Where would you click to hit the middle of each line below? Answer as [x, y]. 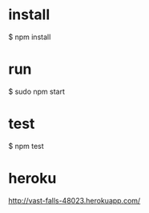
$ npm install [30, 37]
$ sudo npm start [37, 91]
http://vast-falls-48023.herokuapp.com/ [74, 200]
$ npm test [26, 146]
